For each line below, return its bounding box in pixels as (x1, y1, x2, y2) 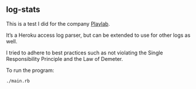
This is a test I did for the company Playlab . (6, 20, 110, 27)
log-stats (6, 5, 40, 15)
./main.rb (6, 78, 30, 84)
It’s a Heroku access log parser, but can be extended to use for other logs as (6, 32, 191, 39)
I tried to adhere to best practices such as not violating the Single (6, 49, 163, 56)
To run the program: (6, 67, 54, 74)
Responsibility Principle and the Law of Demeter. (6, 55, 123, 62)
